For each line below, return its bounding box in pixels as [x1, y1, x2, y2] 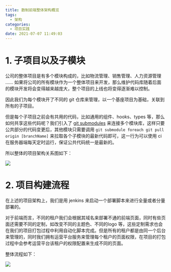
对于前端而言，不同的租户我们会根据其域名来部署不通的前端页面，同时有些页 [5, 214, 166, 220]
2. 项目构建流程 [5, 179, 70, 191]
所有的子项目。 [5, 103, 37, 109]
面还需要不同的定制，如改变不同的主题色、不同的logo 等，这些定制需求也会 [5, 221, 163, 227]
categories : [5, 21, 31, 27]
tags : [5, 12, 17, 17]
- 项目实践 [10, 27, 30, 32]
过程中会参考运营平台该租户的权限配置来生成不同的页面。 [5, 240, 126, 246]
